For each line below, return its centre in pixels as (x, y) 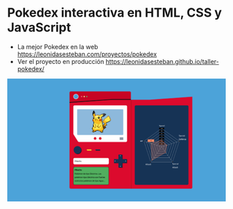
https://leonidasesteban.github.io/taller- (163, 61)
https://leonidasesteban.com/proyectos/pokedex (87, 54)
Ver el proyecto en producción (61, 61)
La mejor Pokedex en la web (58, 47)
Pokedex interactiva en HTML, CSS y (114, 13)
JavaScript (39, 27)
